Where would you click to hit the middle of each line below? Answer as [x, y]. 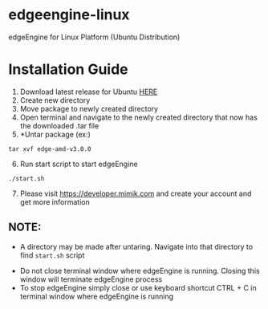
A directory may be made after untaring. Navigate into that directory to [136, 246]
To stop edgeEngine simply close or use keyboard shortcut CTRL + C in [138, 287]
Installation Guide [68, 69]
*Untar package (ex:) [55, 134]
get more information [55, 201]
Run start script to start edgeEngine [79, 164]
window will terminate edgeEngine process [91, 279]
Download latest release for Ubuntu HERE [89, 91]
